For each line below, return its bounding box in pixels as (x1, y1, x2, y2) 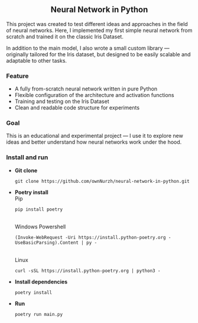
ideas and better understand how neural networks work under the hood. (6, 138, 182, 146)
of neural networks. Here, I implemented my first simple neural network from (6, 27, 193, 34)
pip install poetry (14, 206, 63, 212)
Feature (6, 72, 29, 80)
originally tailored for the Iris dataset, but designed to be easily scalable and (6, 50, 191, 58)
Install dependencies (14, 278, 68, 285)
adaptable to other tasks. (6, 57, 67, 64)
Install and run (6, 153, 48, 161)
